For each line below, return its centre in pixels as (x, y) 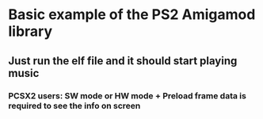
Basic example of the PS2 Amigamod (132, 15)
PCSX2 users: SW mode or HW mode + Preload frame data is (128, 95)
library (30, 31)
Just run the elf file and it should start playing (123, 61)
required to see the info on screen (74, 106)
